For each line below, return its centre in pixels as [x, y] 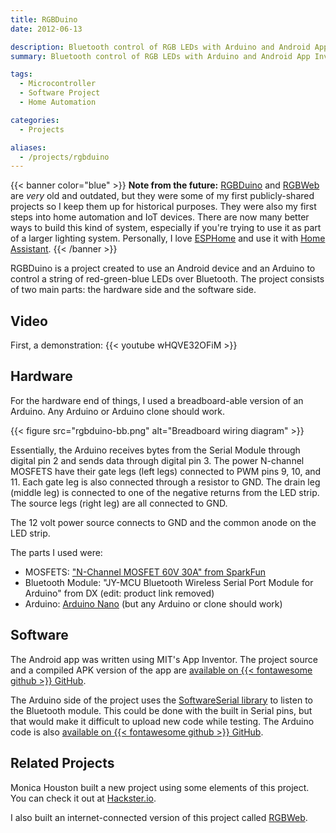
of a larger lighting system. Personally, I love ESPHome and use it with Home [168, 238]
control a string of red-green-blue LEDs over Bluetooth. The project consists [167, 279]
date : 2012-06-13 [46, 29]
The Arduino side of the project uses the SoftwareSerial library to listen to [161, 700]
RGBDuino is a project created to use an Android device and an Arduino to [163, 268]
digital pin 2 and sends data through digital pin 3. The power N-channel [157, 460]
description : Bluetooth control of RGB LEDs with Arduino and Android [160, 47]
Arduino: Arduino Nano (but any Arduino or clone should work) [153, 603]
